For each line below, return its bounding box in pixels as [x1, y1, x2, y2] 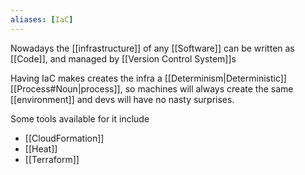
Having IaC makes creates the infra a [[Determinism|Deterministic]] [10, 72, 287, 84]
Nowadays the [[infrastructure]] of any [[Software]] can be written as [10, 42, 295, 54]
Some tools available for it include [10, 112, 150, 125]
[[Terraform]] [24, 153, 80, 165]
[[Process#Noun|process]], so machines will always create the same [10, 82, 294, 95]
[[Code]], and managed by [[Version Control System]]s [10, 52, 237, 65]
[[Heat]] [24, 142, 58, 155]
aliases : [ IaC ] [10, 14, 74, 25]
